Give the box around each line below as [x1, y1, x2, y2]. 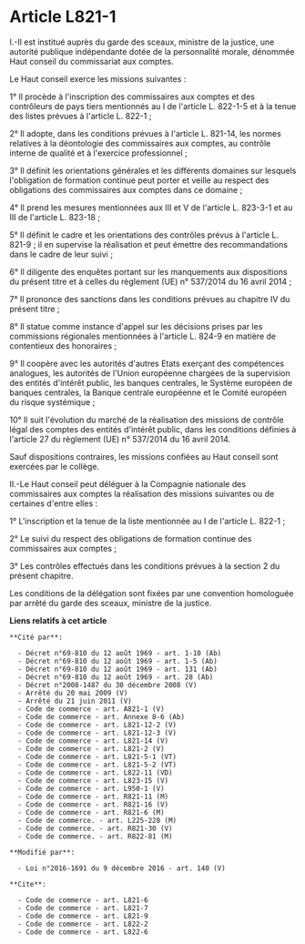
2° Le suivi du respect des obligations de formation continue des [9, 533, 252, 543]
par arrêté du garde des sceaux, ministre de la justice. [9, 597, 212, 608]
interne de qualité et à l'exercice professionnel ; [9, 147, 188, 158]
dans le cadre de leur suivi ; [9, 249, 114, 259]
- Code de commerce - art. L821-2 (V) [17, 744, 166, 753]
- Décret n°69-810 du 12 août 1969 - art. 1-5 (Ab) [17, 656, 219, 665]
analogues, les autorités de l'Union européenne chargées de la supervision [9, 367, 290, 379]
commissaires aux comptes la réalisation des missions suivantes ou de [9, 488, 275, 499]
